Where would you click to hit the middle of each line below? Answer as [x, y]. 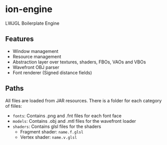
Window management [35, 51]
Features [19, 39]
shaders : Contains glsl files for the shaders [57, 126]
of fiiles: [14, 106]
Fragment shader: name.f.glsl [52, 131]
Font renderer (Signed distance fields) [52, 72]
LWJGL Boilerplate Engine [32, 23]
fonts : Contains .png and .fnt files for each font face [67, 116]
